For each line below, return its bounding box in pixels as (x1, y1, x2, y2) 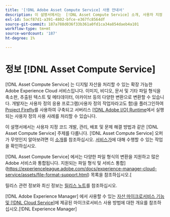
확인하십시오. (10, 142, 37, 149)
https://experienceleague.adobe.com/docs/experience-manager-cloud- (7, 165, 157, 171)
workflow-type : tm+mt (5, 26, 51, 31)
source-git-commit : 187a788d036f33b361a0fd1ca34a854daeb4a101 (5, 21, 139, 27)
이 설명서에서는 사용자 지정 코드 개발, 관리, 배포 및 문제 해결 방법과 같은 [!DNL (5, 124, 158, 130)
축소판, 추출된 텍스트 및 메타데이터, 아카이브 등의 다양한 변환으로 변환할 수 (5, 94, 151, 100)
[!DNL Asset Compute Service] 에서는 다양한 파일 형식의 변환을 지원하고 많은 (5, 153, 160, 160)
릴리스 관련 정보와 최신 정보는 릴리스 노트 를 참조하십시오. (5, 182, 117, 188)
